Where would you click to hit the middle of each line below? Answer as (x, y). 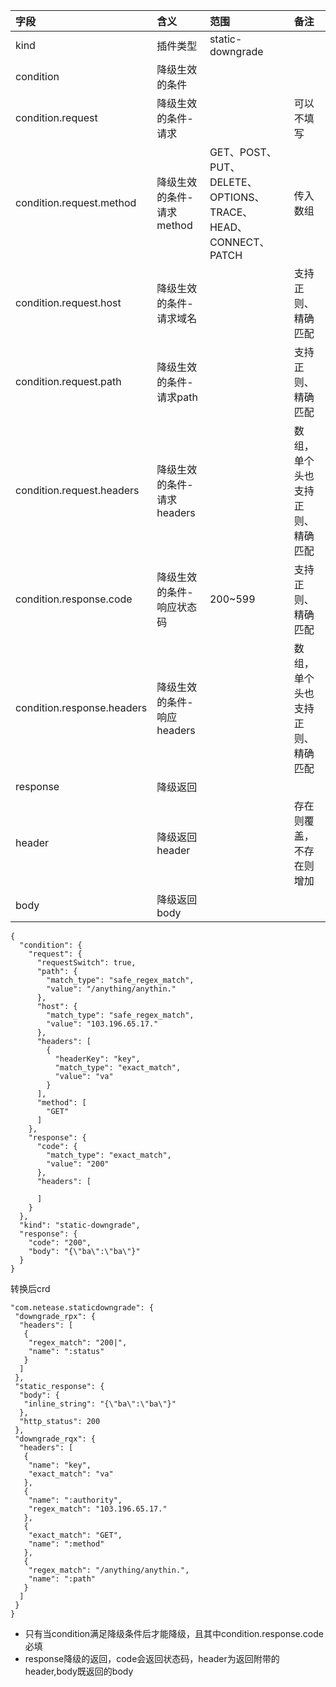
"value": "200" (78, 1164)
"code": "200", (60, 1243)
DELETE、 (233, 182)
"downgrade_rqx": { (55, 1439)
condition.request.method (76, 202)
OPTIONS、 (237, 197)
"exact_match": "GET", (75, 1535)
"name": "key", (60, 1465)
